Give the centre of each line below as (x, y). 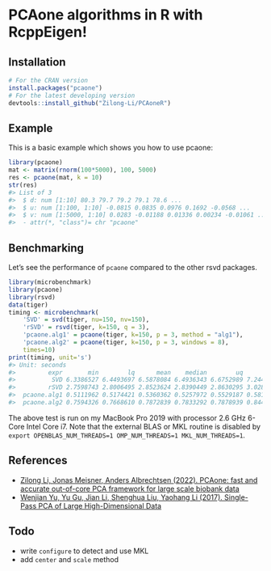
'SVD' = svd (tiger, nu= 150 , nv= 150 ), (86, 320)
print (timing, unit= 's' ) (50, 357)
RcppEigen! (48, 32)
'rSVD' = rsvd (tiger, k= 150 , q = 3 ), (86, 328)
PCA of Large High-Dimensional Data (100, 505)
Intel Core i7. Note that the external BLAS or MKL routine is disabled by (143, 426)
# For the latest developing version (72, 95)
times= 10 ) (40, 349)
